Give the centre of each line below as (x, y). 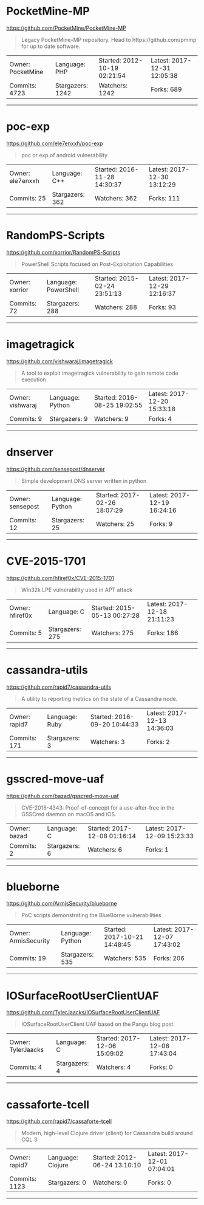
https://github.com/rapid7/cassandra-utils (59, 687)
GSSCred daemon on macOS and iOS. (69, 814)
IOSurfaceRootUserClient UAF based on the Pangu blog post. (98, 1024)
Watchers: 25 (115, 524)
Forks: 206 (169, 958)
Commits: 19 (28, 958)
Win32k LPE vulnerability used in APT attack (76, 590)
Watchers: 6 (105, 850)
